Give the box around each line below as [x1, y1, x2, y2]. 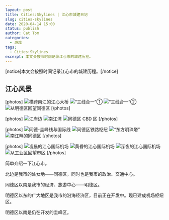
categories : [5, 36, 30, 41]
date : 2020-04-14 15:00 [5, 21, 55, 27]
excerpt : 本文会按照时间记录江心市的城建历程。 [5, 54, 93, 59]
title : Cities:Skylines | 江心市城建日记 [5, 12, 88, 17]
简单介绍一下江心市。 [5, 160, 49, 166]
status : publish [5, 26, 39, 31]
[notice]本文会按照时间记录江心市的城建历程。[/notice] [5, 68, 118, 74]
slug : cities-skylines [5, 17, 53, 22]
